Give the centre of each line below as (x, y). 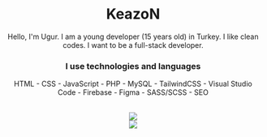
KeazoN (133, 14)
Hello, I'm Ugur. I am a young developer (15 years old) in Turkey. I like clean (133, 36)
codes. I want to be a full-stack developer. (133, 45)
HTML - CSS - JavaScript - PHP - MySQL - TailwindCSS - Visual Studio (133, 84)
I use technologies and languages (133, 66)
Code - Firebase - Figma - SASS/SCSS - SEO (133, 92)
